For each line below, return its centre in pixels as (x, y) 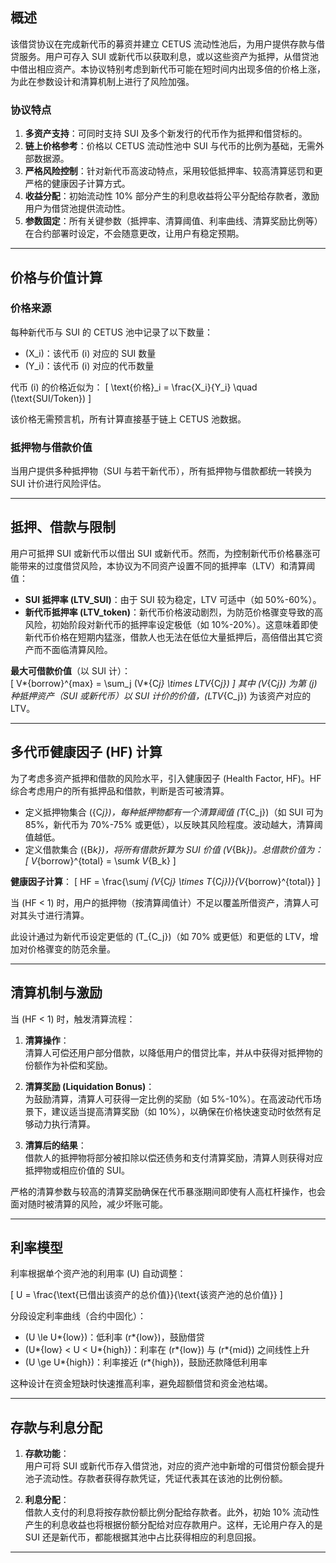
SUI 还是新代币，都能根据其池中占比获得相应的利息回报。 (143, 1537)
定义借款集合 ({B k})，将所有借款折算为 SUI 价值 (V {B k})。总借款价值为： (174, 849)
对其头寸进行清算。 (50, 915)
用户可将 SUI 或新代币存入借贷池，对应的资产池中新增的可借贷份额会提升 (174, 1466)
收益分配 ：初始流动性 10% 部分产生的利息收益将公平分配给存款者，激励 (172, 196)
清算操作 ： (47, 1040)
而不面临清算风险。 (73, 649)
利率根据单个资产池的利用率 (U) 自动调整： (98, 1274)
